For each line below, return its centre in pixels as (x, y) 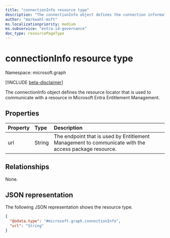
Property (19, 128)
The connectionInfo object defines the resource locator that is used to (78, 92)
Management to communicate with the (100, 142)
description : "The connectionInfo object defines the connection (75, 15)
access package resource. (85, 149)
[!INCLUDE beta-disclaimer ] (34, 82)
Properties (22, 114)
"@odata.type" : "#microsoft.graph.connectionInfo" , (66, 221)
